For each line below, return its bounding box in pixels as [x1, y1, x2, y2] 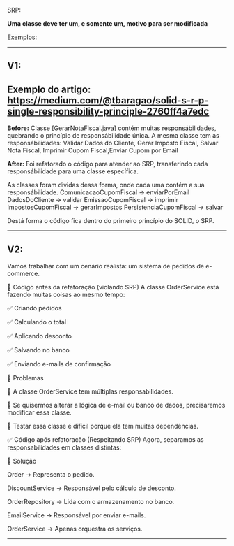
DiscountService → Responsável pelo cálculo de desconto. [7, 484, 176, 492]
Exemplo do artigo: [7, 83, 91, 95]
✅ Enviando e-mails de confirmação [7, 360, 111, 368]
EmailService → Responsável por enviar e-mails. [7, 511, 146, 519]
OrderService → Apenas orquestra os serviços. [7, 524, 143, 533]
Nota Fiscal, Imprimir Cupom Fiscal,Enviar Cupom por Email [7, 146, 179, 155]
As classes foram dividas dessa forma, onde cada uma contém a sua [7, 181, 205, 189]
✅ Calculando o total [7, 318, 67, 326]
